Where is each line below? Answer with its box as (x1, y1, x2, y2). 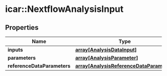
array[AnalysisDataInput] (75, 46, 137, 53)
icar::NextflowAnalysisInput (5, 3, 124, 15)
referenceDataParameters (7, 63, 71, 69)
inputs (7, 46, 23, 53)
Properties (5, 23, 39, 32)
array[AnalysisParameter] (75, 55, 138, 61)
